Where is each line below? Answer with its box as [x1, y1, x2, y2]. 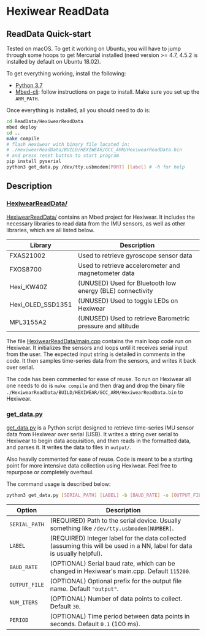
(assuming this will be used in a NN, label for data [50, 541, 193, 550]
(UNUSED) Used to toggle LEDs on [77, 296, 178, 305]
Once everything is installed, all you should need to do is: [6, 107, 151, 114]
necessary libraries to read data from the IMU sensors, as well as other [6, 219, 186, 227]
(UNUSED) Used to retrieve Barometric [77, 314, 190, 322]
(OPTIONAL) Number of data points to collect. [50, 594, 183, 603]
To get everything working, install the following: [6, 70, 126, 77]
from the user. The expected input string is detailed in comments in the [6, 350, 186, 358]
